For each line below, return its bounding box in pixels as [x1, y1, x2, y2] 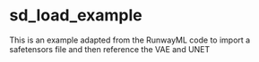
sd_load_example [9, 5, 142, 26]
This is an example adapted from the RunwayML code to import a [9, 35, 251, 45]
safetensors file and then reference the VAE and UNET [9, 43, 211, 54]
